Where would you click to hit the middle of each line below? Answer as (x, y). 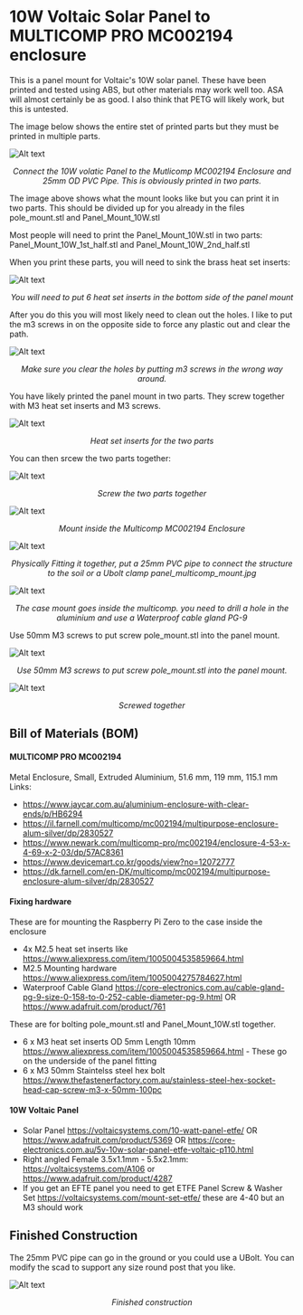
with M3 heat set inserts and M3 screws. (85, 405)
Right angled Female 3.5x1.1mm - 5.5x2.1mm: (105, 1159)
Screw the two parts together (152, 493)
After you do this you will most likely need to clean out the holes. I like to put (151, 315)
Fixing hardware (41, 902)
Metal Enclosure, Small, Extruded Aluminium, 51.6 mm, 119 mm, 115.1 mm (144, 777)
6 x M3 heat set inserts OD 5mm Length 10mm (109, 1041)
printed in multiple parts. (55, 136)
